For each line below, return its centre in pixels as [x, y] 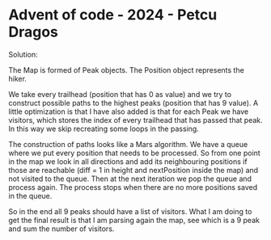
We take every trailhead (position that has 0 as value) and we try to [120, 94]
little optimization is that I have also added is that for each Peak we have [129, 112]
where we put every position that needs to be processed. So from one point [134, 153]
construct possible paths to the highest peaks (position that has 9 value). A [133, 103]
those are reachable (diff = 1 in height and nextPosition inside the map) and [133, 170]
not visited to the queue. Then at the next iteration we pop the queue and [130, 179]
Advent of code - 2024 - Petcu [113, 15]
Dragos [34, 32]
